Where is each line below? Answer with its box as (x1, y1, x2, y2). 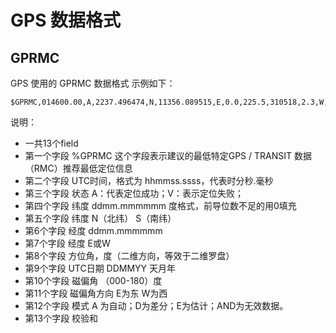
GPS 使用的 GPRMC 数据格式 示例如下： (10, 77, 176, 89)
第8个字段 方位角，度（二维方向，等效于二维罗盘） (24, 250, 235, 261)
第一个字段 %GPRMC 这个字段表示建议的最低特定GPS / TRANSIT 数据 (24, 150, 312, 161)
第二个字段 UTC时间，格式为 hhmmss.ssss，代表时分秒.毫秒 (24, 175, 274, 186)
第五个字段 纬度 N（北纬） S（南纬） (24, 212, 177, 224)
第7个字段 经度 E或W (24, 237, 111, 249)
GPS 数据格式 (10, 9, 122, 32)
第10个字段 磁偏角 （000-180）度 (24, 275, 163, 286)
